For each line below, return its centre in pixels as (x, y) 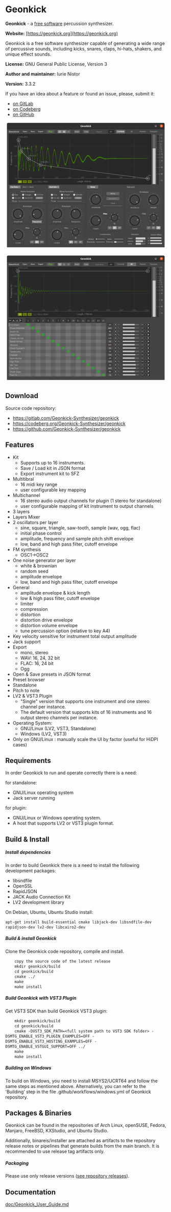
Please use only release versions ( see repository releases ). (67, 1176)
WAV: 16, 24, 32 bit (40, 658)
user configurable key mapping (53, 490)
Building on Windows (28, 1068)
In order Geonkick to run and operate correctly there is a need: (71, 773)
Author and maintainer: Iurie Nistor (43, 74)
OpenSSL (23, 886)
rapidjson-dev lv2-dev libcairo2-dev (45, 927)
